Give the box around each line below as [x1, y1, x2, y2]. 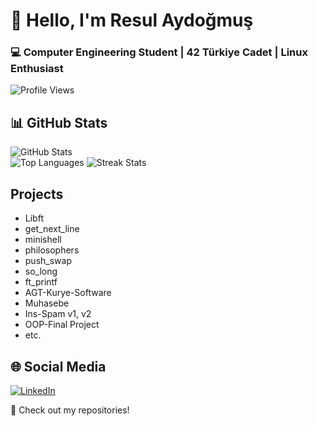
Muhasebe [24, 297, 70, 309]
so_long [24, 265, 58, 278]
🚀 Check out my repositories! [10, 404, 130, 416]
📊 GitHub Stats [10, 114, 108, 131]
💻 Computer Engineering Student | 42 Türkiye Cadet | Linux [10, 45, 308, 59]
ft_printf [24, 276, 58, 288]
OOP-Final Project [24, 319, 100, 331]
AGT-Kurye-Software [24, 287, 112, 299]
